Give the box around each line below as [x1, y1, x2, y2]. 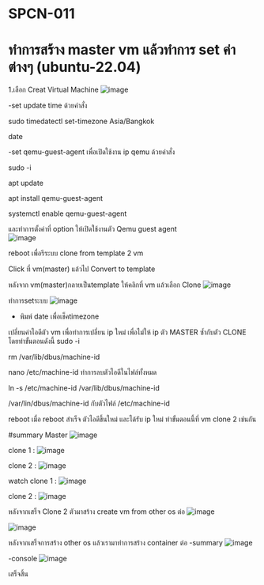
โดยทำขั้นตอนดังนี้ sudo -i [8, 337, 81, 346]
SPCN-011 [8, 5, 75, 23]
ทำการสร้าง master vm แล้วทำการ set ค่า [8, 41, 236, 59]
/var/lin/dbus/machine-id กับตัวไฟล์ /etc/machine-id [8, 398, 170, 408]
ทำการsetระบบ [8, 296, 48, 305]
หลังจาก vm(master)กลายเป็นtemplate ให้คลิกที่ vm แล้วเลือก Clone [8, 280, 202, 289]
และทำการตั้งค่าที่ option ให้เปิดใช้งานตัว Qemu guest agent [8, 225, 178, 234]
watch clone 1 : [8, 476, 57, 486]
